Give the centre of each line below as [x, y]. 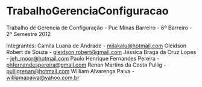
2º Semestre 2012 [29, 34]
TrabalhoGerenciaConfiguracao [87, 11]
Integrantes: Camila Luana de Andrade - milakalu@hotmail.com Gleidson [96, 46]
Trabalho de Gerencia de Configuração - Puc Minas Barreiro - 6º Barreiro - [99, 28]
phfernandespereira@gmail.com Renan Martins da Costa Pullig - [86, 65]
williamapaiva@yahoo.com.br [43, 77]
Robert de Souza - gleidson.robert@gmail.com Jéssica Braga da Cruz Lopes [101, 52]
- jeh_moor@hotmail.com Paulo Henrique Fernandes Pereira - [83, 58]
